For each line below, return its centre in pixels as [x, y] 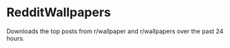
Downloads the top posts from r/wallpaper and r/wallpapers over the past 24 [115, 31]
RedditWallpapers [59, 13]
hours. [15, 38]
